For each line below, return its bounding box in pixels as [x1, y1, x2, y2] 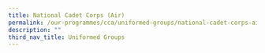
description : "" [8, 26, 62, 34]
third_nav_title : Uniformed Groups [8, 33, 125, 41]
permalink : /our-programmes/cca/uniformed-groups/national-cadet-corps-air [8, 19, 263, 26]
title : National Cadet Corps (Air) [8, 11, 125, 19]
